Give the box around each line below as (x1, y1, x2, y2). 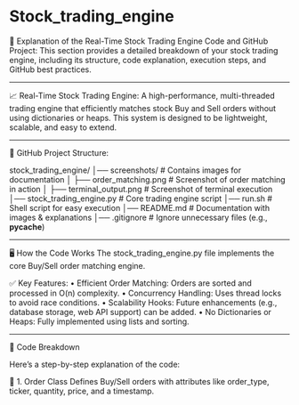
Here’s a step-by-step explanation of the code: (9, 359, 181, 369)
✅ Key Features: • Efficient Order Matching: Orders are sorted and (9, 278, 252, 288)
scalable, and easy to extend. (9, 122, 117, 133)
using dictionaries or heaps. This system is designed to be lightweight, (9, 112, 268, 123)
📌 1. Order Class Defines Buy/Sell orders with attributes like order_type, (9, 376, 270, 386)
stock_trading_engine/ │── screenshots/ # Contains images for (9, 165, 242, 175)
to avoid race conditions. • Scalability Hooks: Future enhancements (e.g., (9, 296, 278, 308)
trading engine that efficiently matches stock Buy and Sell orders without (9, 102, 277, 113)
